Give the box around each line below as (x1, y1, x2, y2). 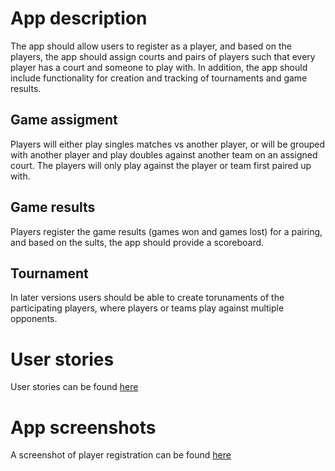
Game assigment (10, 112, 118, 129)
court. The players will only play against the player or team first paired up (10, 159, 312, 171)
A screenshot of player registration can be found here (10, 449, 232, 461)
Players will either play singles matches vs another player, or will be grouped (10, 138, 326, 150)
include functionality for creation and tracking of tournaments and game (10, 72, 308, 84)
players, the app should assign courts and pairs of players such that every (10, 50, 316, 62)
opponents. (10, 313, 58, 325)
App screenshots (10, 416, 157, 439)
